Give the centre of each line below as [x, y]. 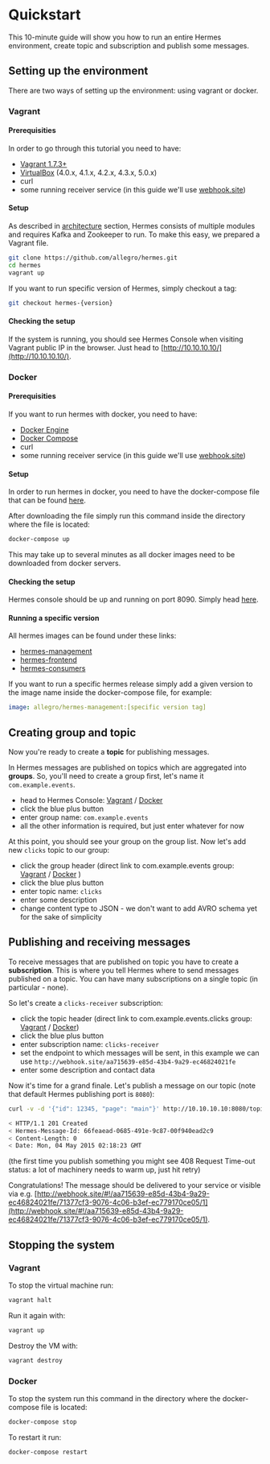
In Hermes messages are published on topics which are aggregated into [127, 767]
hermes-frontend [49, 660]
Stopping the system [61, 1245]
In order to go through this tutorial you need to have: [95, 148]
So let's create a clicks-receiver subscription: [86, 1003]
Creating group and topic [72, 732]
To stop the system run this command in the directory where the [115, 1398]
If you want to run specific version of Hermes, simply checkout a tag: [123, 288]
